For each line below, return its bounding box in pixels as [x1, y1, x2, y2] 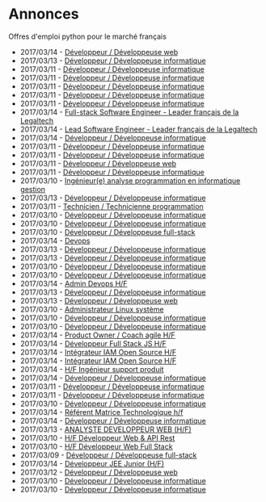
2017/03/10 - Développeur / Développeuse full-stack [19, 227, 196, 236]
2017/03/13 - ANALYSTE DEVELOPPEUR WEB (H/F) [19, 425, 192, 434]
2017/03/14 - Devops [19, 236, 91, 245]
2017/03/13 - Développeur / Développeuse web [19, 295, 178, 305]
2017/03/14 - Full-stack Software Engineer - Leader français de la [19, 107, 239, 117]
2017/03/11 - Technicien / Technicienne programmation [19, 201, 204, 211]
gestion [19, 184, 46, 194]
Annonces [8, 5, 79, 23]
